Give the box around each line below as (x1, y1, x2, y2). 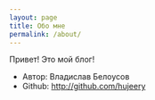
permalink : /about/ (9, 29, 82, 38)
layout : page (9, 12, 58, 22)
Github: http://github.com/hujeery (21, 81, 146, 92)
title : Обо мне (9, 21, 66, 30)
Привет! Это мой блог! (9, 54, 95, 65)
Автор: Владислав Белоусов (21, 71, 130, 82)
